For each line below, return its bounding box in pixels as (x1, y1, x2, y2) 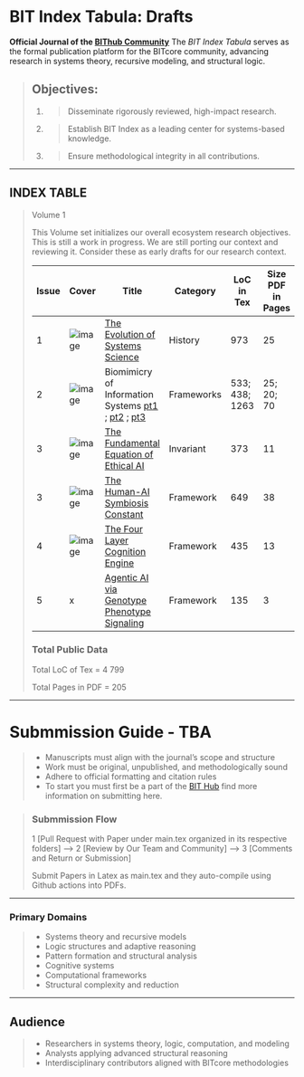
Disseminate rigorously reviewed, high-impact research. (67, 106, 278, 117)
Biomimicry (104, 365, 153, 377)
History (168, 333, 201, 346)
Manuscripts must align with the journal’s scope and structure (44, 751, 276, 762)
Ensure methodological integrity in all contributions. (67, 150, 261, 161)
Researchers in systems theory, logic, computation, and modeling (44, 1038, 290, 1049)
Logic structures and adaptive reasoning (44, 941, 196, 952)
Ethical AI (104, 459, 145, 472)
